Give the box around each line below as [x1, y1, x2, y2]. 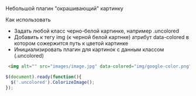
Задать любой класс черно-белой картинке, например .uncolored [13, 27, 180, 34]
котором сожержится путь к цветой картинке [13, 40, 129, 47]
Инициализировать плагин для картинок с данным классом [13, 46, 164, 53]
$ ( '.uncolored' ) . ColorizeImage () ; [11, 79, 95, 85]
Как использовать [5, 16, 51, 23]
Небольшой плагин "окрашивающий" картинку [5, 5, 123, 12]
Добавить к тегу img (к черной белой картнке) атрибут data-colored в [13, 34, 190, 40]
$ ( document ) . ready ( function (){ [5, 74, 82, 80]
